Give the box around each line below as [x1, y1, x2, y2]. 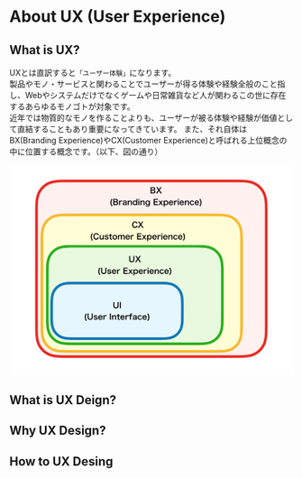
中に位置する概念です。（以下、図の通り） [9, 146, 163, 157]
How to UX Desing [9, 454, 114, 469]
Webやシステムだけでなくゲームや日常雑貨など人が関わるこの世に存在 [24, 90, 287, 100]
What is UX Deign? [9, 392, 117, 408]
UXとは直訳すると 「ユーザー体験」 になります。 [9, 68, 177, 78]
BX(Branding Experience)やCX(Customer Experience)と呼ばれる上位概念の [9, 135, 288, 145]
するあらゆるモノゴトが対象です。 [9, 101, 135, 112]
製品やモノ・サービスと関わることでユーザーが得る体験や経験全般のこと [9, 78, 278, 89]
